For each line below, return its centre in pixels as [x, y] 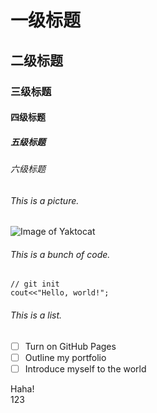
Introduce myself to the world [85, 368]
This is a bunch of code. [60, 254]
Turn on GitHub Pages [70, 346]
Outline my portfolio [65, 357]
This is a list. [36, 315]
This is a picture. [45, 200]
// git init [35, 284]
